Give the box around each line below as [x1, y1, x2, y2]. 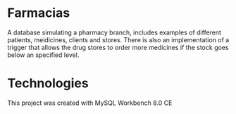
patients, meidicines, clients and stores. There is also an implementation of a [7, 35, 230, 44]
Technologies [7, 75, 89, 91]
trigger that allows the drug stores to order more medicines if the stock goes [7, 43, 229, 51]
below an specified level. [7, 51, 80, 59]
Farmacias [7, 5, 70, 21]
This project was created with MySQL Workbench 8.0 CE [7, 99, 173, 107]
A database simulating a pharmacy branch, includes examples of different [7, 28, 222, 37]
